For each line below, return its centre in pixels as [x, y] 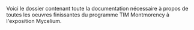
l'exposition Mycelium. [34, 21]
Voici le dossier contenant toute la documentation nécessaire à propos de [97, 9]
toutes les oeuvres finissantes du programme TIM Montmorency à [88, 15]
